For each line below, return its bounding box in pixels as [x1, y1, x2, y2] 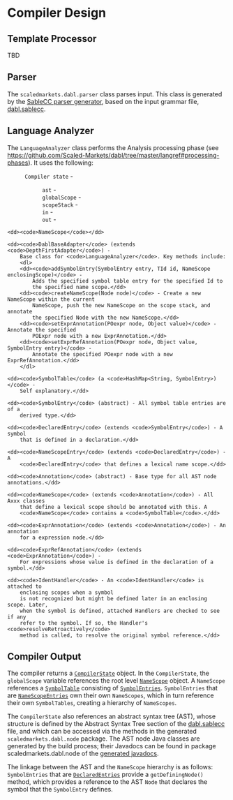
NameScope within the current [7, 295, 96, 303]
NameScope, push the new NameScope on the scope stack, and [32, 302, 211, 309]
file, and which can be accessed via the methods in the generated [7, 727, 197, 736]
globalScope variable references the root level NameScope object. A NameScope [7, 676, 225, 685]
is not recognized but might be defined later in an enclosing [20, 595, 208, 602]
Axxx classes [7, 497, 45, 504]
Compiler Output [7, 651, 82, 662]
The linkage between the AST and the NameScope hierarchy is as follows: [7, 763, 213, 771]
